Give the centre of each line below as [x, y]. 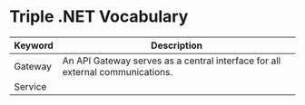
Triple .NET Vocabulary [99, 17]
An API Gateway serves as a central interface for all [172, 61]
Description [177, 45]
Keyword [34, 45]
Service [30, 86]
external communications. [118, 72]
